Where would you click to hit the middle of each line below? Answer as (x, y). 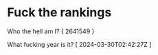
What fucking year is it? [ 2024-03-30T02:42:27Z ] (79, 44)
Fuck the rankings (59, 13)
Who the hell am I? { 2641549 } (51, 31)
